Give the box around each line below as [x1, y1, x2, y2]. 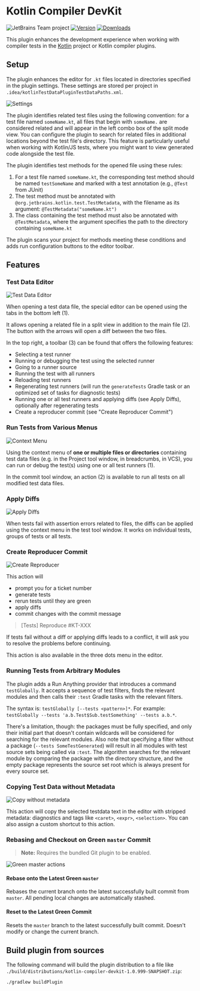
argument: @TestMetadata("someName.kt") [14, 205, 117, 212]
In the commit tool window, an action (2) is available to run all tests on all [6, 473, 185, 480]
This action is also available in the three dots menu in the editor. [6, 651, 163, 659]
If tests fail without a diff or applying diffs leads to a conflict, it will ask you [6, 633, 189, 641]
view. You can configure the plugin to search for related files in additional [6, 130, 187, 138]
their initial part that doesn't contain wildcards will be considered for [6, 729, 175, 736]
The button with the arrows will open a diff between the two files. [6, 328, 167, 335]
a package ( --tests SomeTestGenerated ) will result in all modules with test [6, 741, 187, 749]
